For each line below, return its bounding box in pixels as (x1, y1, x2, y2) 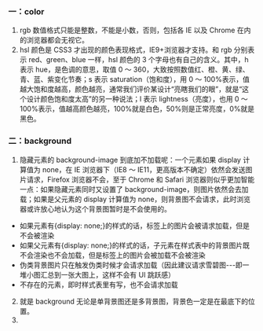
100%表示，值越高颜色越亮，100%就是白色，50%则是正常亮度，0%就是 (19, 104, 255, 114)
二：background (8, 135, 72, 146)
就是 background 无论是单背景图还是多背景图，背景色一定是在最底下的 (19, 296, 249, 306)
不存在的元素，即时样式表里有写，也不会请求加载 (19, 280, 178, 289)
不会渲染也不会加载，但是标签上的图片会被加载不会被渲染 (19, 250, 206, 259)
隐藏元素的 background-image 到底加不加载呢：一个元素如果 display (19, 155, 242, 164)
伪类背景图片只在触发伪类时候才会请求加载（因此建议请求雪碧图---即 (19, 260, 243, 270)
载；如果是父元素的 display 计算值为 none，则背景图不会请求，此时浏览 (19, 194, 251, 204)
